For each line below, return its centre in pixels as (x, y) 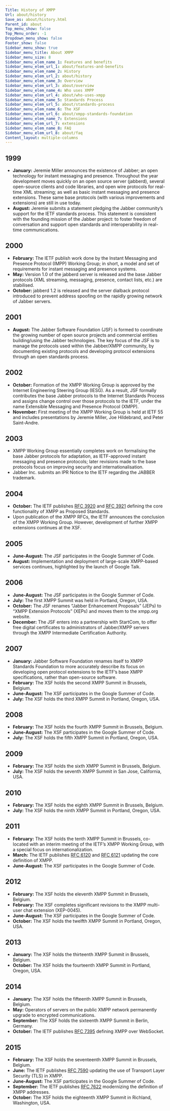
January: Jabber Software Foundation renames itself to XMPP (78, 661)
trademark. (24, 478)
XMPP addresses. (31, 1092)
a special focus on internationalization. (53, 849)
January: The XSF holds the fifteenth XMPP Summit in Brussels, (80, 999)
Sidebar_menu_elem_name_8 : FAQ (38, 128)
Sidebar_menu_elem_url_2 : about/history (49, 76)
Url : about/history (26, 15)
